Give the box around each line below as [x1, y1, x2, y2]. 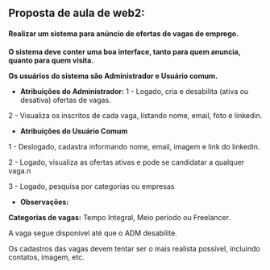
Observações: [19, 197, 69, 207]
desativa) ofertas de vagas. [19, 95, 111, 104]
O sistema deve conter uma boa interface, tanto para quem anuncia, [8, 47, 241, 56]
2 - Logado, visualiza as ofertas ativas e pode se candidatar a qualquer [8, 157, 245, 167]
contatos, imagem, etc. [8, 252, 85, 262]
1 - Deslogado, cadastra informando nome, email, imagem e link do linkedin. [8, 141, 260, 151]
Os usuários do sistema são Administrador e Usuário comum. [8, 71, 218, 80]
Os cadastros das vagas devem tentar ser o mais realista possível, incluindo [8, 243, 260, 253]
